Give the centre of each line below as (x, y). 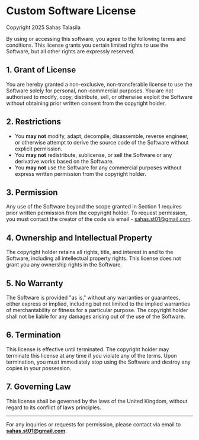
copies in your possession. (39, 368)
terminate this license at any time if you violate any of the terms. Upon (92, 355)
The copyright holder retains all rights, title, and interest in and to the (90, 252)
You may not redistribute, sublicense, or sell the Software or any (93, 155)
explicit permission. (38, 149)
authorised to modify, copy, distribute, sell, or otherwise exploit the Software (99, 97)
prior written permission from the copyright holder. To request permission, (97, 213)
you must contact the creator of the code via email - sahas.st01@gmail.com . (99, 219)
